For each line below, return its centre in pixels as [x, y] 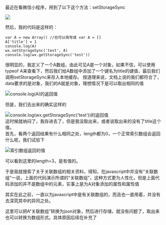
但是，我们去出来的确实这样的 [36, 104]
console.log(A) [21, 46]
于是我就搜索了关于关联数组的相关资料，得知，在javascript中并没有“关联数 [82, 171]
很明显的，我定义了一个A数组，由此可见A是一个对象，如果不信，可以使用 [80, 65]
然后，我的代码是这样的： [31, 27]
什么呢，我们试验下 [25, 140]
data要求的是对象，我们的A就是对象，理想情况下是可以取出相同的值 [75, 83]
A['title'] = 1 [21, 42]
